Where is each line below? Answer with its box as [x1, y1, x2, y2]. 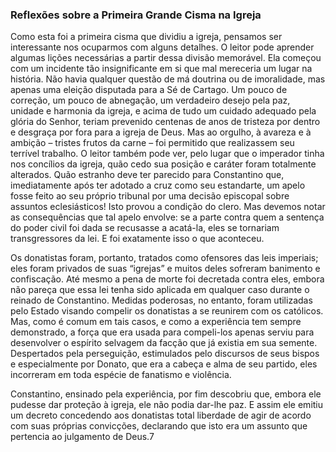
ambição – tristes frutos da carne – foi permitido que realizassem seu [10, 137, 295, 149]
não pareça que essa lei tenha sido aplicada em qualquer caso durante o [10, 284, 310, 296]
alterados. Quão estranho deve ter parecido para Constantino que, [10, 169, 285, 181]
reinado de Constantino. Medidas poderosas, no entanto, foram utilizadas [10, 294, 313, 307]
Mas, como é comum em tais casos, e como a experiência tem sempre [10, 316, 302, 328]
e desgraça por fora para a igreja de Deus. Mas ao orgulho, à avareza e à [10, 126, 312, 138]
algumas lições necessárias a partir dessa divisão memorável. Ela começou [10, 52, 322, 64]
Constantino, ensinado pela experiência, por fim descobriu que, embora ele [10, 388, 322, 400]
